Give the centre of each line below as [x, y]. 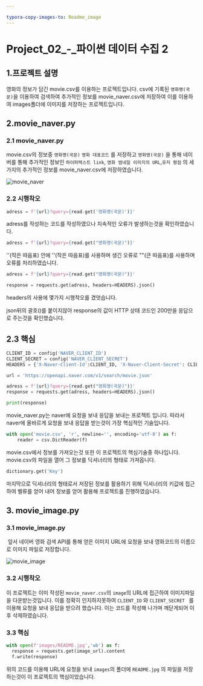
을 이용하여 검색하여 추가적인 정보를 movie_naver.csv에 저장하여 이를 [95, 96]
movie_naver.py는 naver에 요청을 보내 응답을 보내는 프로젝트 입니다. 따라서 [95, 415]
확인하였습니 [179, 224]
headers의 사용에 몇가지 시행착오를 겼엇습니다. [62, 298]
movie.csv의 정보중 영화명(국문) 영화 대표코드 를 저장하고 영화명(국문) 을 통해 [94, 154]
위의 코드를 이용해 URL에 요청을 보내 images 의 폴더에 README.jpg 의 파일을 [94, 669]
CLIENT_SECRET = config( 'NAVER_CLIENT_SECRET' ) [67, 359]
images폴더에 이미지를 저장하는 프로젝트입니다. [69, 104]
